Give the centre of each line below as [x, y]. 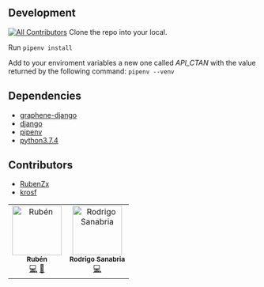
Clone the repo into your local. [118, 32]
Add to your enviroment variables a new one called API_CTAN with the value [132, 62]
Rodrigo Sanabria [98, 259]
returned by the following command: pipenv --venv [91, 71]
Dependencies [45, 96]
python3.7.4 [39, 140]
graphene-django [48, 115]
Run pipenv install [40, 47]
